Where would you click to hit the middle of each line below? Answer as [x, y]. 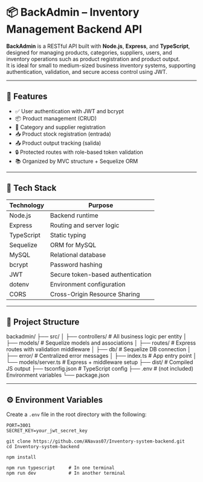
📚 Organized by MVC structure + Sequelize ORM [76, 161]
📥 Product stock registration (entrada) [63, 134]
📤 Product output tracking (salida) [58, 143]
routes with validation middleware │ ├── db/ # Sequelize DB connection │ [99, 349]
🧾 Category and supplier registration [60, 127]
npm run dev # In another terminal [66, 474]
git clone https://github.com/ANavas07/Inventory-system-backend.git [96, 441]
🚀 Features [27, 97]
